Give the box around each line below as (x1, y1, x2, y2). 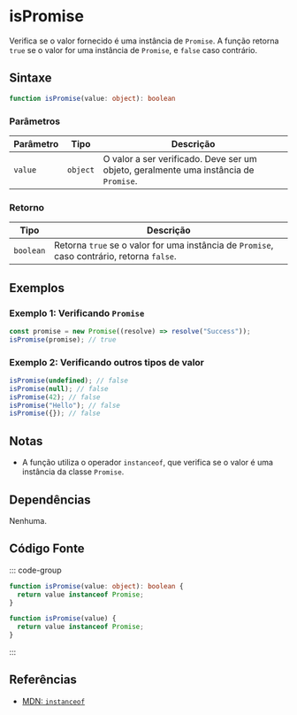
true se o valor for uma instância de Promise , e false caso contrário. (9, 44, 258, 55)
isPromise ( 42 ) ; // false (9, 392, 101, 402)
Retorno (9, 201, 45, 213)
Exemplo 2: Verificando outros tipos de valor (9, 356, 205, 368)
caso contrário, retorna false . (54, 250, 177, 263)
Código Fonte (9, 542, 86, 557)
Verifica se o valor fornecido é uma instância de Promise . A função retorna (9, 35, 279, 46)
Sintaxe (9, 71, 52, 86)
